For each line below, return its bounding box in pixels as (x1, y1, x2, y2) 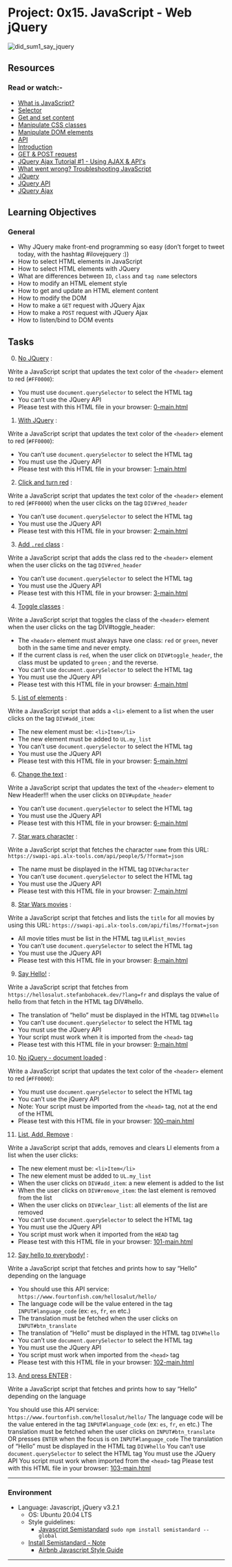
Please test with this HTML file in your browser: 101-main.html (17, 1238, 193, 1246)
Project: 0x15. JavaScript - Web (8, 5, 192, 21)
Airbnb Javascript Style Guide (38, 1546, 124, 1555)
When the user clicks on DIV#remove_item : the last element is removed (17, 1187, 216, 1195)
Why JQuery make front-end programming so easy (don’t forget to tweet (17, 243, 225, 251)
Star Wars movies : (17, 901, 72, 909)
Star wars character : (17, 832, 78, 841)
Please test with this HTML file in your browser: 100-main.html (17, 1117, 195, 1125)
